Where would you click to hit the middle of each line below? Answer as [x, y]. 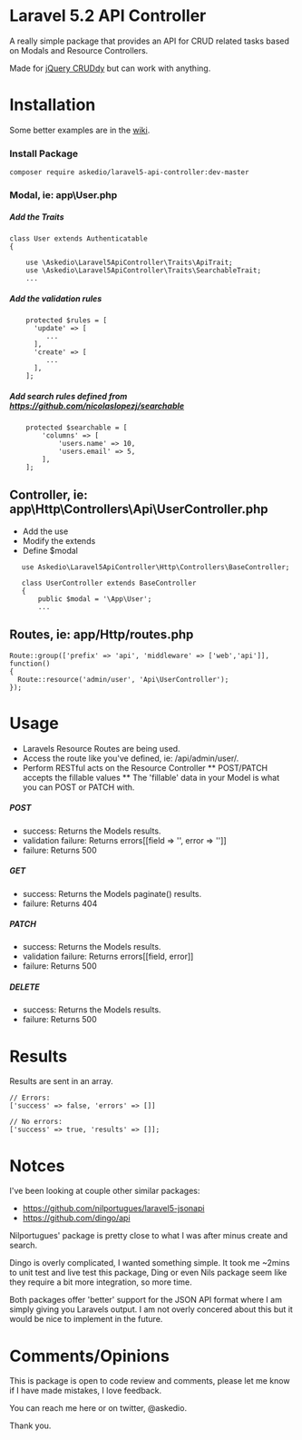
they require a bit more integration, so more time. [101, 1282]
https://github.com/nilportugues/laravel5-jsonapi [113, 1208]
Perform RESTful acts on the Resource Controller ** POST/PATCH [145, 767]
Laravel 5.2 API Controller [108, 16]
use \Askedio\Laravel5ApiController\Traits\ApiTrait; [129, 263]
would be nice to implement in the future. [86, 1319]
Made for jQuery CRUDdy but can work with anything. [110, 68]
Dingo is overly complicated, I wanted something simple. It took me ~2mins [150, 1263]
